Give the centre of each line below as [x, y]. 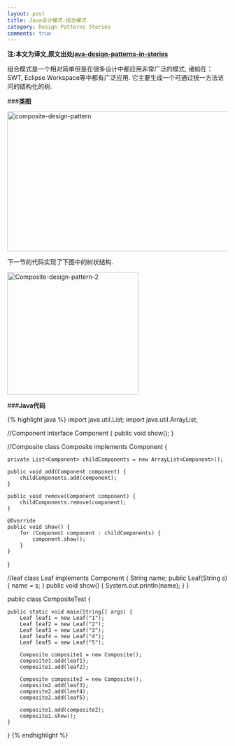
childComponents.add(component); [69, 478]
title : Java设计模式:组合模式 [47, 20]
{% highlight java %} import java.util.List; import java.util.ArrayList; [102, 420]
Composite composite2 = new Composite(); [81, 679]
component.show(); [59, 539]
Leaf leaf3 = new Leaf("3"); [62, 630]
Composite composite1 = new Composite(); [81, 655]
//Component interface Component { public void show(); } [91, 433]
